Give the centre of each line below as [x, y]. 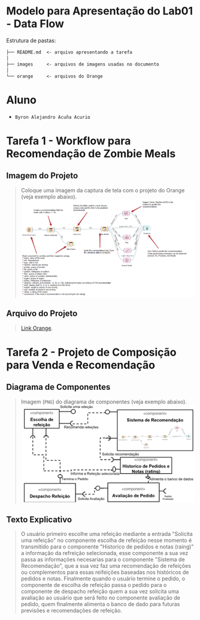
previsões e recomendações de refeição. [72, 610]
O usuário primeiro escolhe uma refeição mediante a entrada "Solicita [107, 534]
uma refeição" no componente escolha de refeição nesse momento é [106, 540]
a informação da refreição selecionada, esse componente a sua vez [104, 553]
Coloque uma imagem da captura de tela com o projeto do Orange [103, 190]
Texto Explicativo [39, 519]
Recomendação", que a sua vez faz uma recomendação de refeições [106, 566]
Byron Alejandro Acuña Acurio [53, 117]
